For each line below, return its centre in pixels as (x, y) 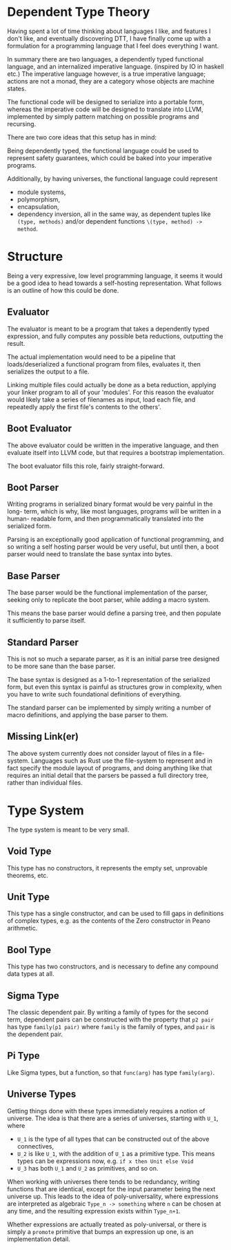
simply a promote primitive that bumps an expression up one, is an (101, 1231)
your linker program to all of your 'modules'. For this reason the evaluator (111, 392)
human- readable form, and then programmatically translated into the (106, 519)
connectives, (36, 1146)
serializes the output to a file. (48, 371)
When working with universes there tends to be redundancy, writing (103, 1182)
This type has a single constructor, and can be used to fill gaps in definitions (115, 914)
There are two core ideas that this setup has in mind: (82, 137)
